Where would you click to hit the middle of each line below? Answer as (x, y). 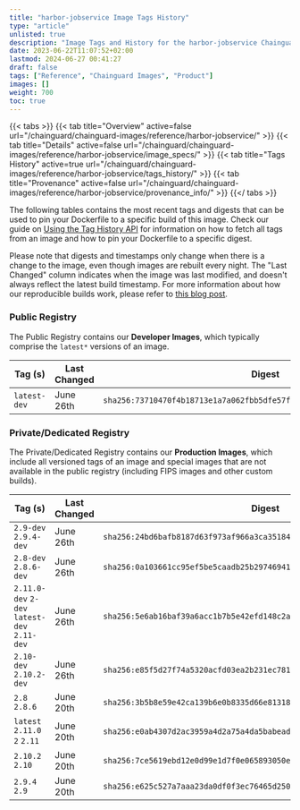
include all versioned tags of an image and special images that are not (138, 461)
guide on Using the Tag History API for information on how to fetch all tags (146, 229)
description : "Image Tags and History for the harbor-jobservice (133, 43)
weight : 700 (31, 92)
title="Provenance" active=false (68, 183)
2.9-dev (30, 528)
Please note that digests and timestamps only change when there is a (137, 256)
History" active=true (46, 164)
